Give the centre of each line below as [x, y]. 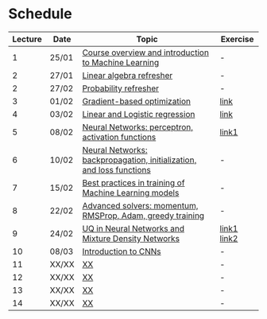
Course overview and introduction [145, 53]
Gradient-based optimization [137, 101]
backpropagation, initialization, [139, 160]
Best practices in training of [133, 182]
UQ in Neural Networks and [133, 228]
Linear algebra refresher [128, 75]
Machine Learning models [131, 193]
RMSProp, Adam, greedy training [143, 216]
